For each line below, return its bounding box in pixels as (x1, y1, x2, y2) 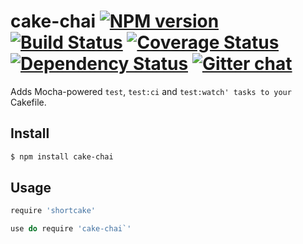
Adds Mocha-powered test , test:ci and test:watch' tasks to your (10, 85, 292, 97)
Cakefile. (10, 96, 47, 108)
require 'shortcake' (10, 206, 97, 216)
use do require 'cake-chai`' (10, 224, 132, 234)
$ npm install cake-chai (10, 151, 114, 162)
